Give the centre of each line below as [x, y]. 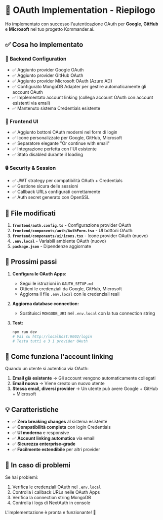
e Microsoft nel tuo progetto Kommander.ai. [50, 29]
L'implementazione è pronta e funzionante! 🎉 [51, 512]
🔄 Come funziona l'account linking [59, 357]
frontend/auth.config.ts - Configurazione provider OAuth [72, 225]
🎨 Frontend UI [22, 121]
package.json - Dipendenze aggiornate [52, 246]
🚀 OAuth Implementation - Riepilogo [80, 10]
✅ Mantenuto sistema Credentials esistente [56, 108]
